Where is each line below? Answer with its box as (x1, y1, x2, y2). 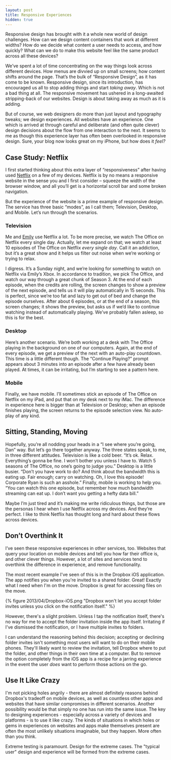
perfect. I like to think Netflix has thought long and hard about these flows (5, 511, 160, 517)
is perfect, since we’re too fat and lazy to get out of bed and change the (5, 293, 156, 299)
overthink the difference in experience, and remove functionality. (5, 561, 141, 568)
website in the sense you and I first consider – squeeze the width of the (5, 178, 156, 184)
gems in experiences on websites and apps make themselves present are (5, 722, 160, 729)
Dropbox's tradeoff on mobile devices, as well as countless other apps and (5, 695, 163, 701)
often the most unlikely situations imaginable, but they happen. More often (5, 728, 162, 734)
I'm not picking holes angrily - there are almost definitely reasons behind (5, 690, 158, 696)
